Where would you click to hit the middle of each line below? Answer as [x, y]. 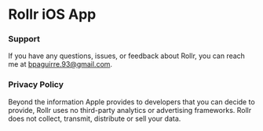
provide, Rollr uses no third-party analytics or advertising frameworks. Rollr [130, 110]
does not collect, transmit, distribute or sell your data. [95, 118]
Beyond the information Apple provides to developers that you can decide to [131, 102]
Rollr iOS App [52, 15]
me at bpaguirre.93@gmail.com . [60, 64]
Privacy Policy [36, 85]
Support [24, 39]
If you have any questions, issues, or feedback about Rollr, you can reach [127, 56]
